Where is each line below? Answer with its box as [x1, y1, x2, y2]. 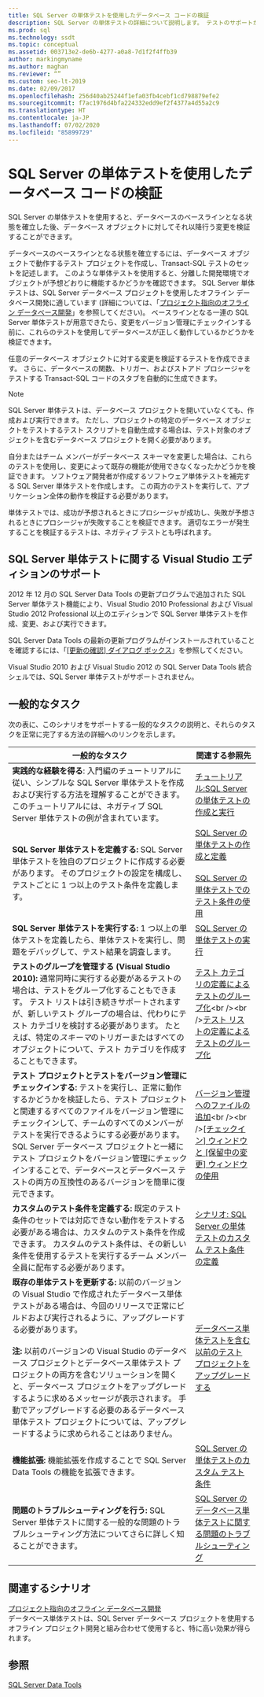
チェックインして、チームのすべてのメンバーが [12, 1118, 184, 1129]
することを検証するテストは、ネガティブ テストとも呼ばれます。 [8, 527, 216, 537]
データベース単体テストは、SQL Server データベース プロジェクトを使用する [8, 1614, 255, 1623]
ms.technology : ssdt [8, 33, 76, 42]
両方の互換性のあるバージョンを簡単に [35, 1177, 178, 1188]
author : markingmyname [8, 56, 82, 64]
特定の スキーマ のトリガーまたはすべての [35, 1032, 185, 1043]
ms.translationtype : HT [8, 107, 86, 115]
